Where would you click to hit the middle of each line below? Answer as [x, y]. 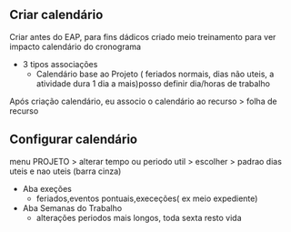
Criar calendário [56, 15]
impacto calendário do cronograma [75, 46]
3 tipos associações [60, 64]
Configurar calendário [74, 140]
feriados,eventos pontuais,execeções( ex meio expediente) [147, 198]
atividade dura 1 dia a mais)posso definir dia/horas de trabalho [153, 83]
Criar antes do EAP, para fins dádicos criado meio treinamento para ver [143, 36]
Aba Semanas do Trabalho [72, 207]
